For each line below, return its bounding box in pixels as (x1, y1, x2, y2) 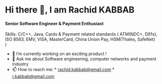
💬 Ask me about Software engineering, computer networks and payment (12, 56, 157, 62)
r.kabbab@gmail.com (12, 73, 55, 79)
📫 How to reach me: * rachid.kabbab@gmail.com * (12, 67, 115, 72)
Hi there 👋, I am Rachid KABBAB (5, 4, 134, 15)
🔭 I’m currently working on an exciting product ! (12, 51, 107, 57)
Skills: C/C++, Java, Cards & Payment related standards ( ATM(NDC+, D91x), (5, 31, 158, 37)
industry (12, 61, 29, 67)
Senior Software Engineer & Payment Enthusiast (5, 20, 104, 26)
